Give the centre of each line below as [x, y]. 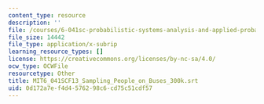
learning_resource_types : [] [56, 52]
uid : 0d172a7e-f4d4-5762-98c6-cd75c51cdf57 [81, 88]
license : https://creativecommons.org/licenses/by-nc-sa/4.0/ [112, 59]
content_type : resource [47, 15]
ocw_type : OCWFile [38, 66]
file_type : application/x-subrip [63, 45]
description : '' [35, 23]
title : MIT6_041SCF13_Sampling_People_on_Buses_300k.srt [103, 81]
